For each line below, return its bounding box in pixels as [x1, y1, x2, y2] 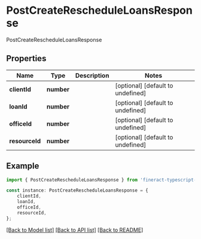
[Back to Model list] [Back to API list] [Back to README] [6, 226, 144, 234]
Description [75, 71, 109, 80]
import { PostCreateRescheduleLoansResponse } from [6, 177, 138, 183]
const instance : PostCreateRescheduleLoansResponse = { [6, 187, 148, 193]
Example [6, 161, 39, 171]
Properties [6, 53, 47, 63]
